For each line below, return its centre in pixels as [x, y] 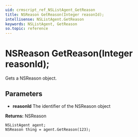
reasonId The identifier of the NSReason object [61, 106]
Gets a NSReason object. [31, 78]
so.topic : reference [27, 29]
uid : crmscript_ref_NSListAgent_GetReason [50, 10]
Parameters [24, 94]
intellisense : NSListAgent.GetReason [45, 19]
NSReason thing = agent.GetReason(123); [48, 129]
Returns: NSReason [26, 116]
